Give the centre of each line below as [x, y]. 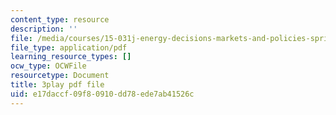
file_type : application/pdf [69, 47]
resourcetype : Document [60, 76]
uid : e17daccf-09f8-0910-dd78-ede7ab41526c [102, 94]
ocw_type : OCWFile [48, 66]
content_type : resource [60, 19]
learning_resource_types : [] [71, 57]
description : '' [44, 29]
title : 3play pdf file [57, 85]
